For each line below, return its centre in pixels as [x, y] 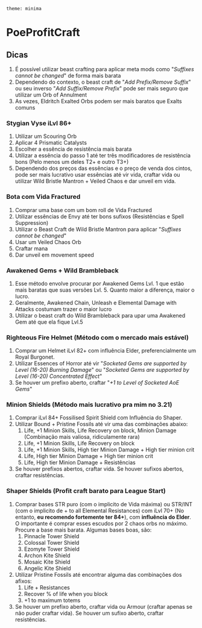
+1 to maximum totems [52, 600]
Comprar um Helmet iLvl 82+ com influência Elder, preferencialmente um [106, 351]
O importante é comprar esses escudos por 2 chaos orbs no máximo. [101, 523]
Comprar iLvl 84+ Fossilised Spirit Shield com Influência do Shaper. [99, 418]
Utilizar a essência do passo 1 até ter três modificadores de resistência [103, 155]
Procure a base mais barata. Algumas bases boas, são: [83, 530]
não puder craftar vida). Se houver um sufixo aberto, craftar [89, 613]
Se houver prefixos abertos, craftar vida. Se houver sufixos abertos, [99, 469]
